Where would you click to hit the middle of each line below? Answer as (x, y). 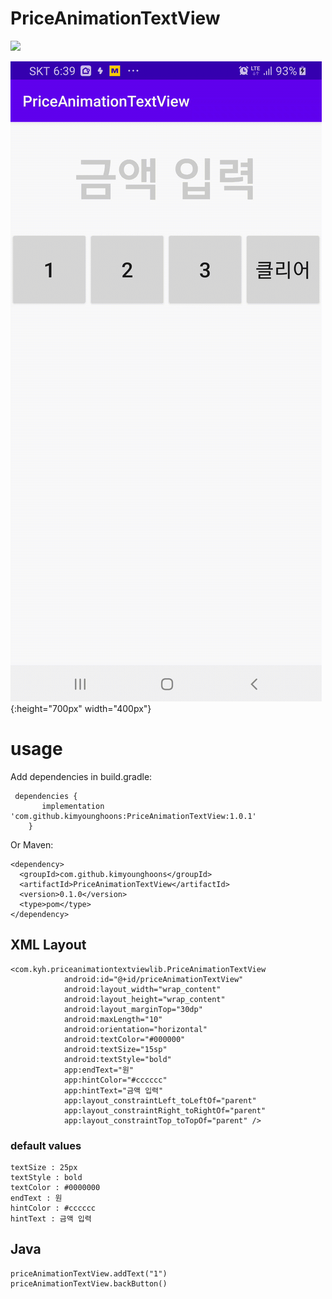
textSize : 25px (44, 1167)
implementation (73, 806)
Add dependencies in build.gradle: (81, 776)
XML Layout (48, 945)
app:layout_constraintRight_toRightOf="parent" (165, 1110)
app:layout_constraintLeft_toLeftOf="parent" (160, 1100)
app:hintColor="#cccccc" (115, 1080)
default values (46, 1145)
